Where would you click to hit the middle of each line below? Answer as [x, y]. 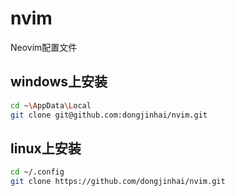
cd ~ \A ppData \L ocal [51, 105]
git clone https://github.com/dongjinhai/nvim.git [118, 182]
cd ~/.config [37, 172]
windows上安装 [59, 82]
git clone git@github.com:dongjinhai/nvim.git [109, 115]
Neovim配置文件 [44, 47]
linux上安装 [46, 148]
